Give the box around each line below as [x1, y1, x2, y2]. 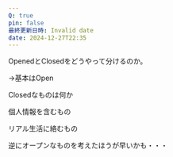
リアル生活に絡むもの [8, 124, 78, 133]
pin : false [8, 19, 44, 27]
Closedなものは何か [8, 90, 74, 100]
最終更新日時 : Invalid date [8, 26, 94, 34]
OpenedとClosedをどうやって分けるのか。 [8, 56, 148, 66]
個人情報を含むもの [8, 107, 71, 117]
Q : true [8, 11, 34, 20]
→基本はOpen [8, 73, 54, 83]
